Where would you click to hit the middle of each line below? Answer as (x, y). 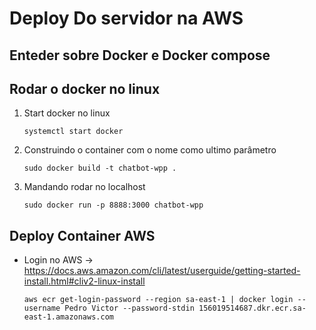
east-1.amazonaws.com (68, 317)
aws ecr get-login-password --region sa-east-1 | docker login (158, 300)
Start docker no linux (67, 113)
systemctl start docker (73, 132)
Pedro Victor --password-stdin (129, 308)
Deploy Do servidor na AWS (126, 18)
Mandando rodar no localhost (84, 187)
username (42, 308)
